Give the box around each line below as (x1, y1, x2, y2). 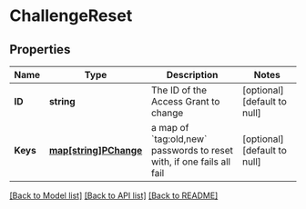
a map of (150, 122, 189, 134)
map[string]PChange (48, 144, 143, 156)
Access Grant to (150, 95, 220, 107)
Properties (9, 42, 71, 57)
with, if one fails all (150, 155, 230, 168)
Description (166, 69, 219, 81)
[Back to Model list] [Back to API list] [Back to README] (9, 190, 219, 201)
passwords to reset (150, 144, 234, 156)
